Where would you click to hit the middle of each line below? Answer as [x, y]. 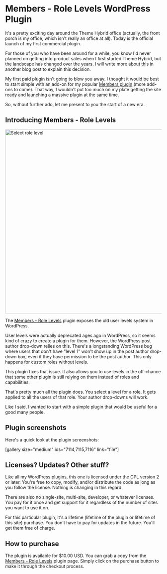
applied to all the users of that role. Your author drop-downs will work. [77, 397]
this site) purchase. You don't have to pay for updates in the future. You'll [80, 523]
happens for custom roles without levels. [47, 362]
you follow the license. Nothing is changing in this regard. [64, 488]
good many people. [25, 412]
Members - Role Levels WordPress [78, 9]
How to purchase [32, 544]
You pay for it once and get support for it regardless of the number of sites [82, 502]
